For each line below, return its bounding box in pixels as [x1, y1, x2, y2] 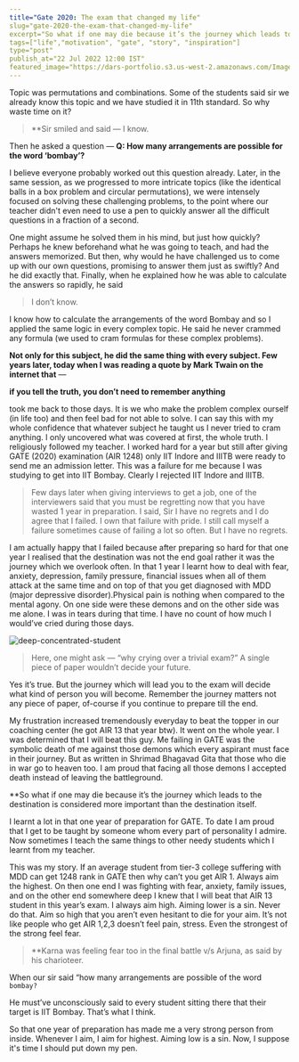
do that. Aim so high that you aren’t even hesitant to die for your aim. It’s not [9, 909, 287, 919]
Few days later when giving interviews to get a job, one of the [30, 486, 257, 497]
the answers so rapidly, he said [9, 279, 124, 290]
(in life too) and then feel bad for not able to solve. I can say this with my [9, 413, 274, 423]
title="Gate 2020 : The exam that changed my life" [9, 12, 201, 22]
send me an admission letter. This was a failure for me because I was [9, 460, 263, 470]
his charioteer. [30, 954, 85, 965]
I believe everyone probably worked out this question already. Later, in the [9, 167, 281, 178]
